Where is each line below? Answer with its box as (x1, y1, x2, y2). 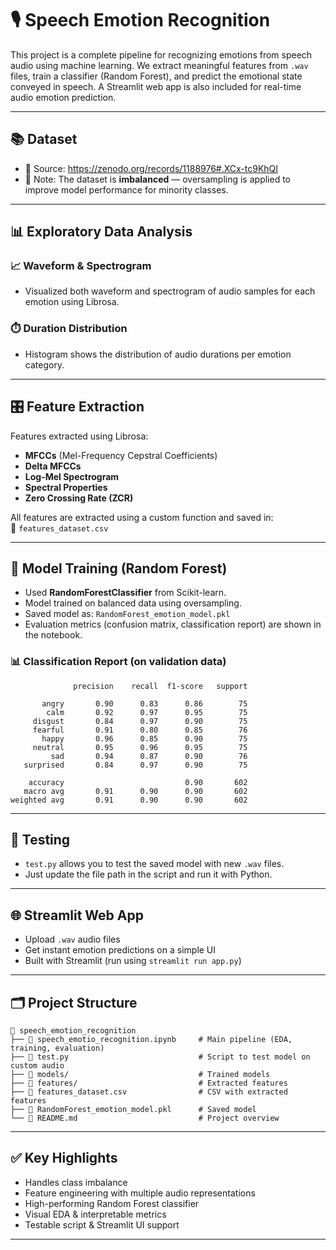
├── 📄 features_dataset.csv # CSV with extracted (10, 1087, 288, 1097)
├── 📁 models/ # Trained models (10, 1070, 271, 1080)
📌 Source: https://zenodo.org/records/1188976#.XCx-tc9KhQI (24, 162, 279, 174)
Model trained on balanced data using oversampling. (24, 597, 242, 609)
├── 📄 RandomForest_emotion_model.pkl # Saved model (10, 1105, 257, 1115)
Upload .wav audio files (24, 933, 121, 946)
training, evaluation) (10, 1043, 105, 1054)
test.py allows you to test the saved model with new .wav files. (24, 858, 285, 870)
